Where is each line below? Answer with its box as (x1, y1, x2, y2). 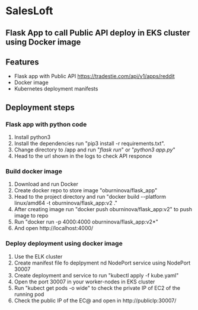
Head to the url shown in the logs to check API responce (14, 153, 152, 160)
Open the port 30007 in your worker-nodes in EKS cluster (14, 278, 155, 285)
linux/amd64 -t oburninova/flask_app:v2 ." (14, 199, 118, 206)
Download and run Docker (14, 180, 78, 188)
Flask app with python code (5, 120, 87, 128)
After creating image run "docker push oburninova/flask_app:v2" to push (14, 206, 192, 213)
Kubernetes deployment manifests (14, 85, 98, 92)
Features (5, 57, 39, 67)
